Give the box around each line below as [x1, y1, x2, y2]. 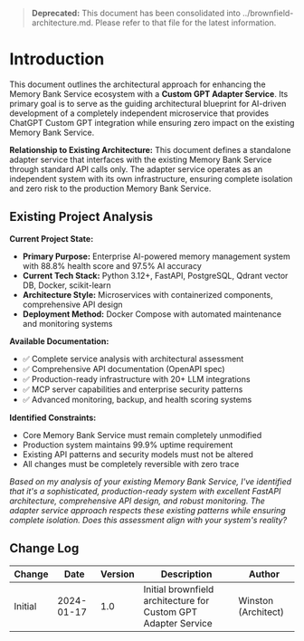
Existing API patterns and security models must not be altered [22, 448, 253, 460]
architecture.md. [31, 17, 93, 28]
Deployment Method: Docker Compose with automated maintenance [22, 308, 282, 320]
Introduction [9, 49, 105, 70]
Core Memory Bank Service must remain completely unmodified [22, 429, 262, 440]
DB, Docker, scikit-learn [22, 280, 111, 291]
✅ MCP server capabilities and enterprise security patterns [22, 384, 243, 395]
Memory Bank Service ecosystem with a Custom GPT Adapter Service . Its [9, 88, 289, 99]
